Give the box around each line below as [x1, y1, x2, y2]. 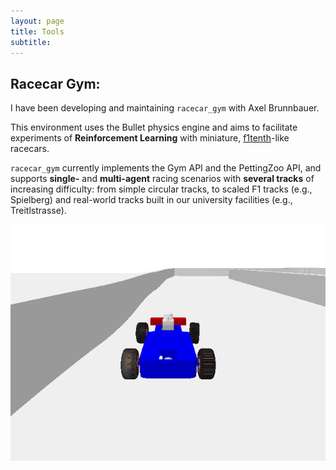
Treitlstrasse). [10, 205, 67, 217]
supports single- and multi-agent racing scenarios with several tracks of [10, 173, 315, 185]
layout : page [10, 16, 65, 26]
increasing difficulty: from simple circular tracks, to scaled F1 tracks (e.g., [10, 183, 313, 195]
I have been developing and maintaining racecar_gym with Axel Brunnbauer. [10, 102, 320, 114]
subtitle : [10, 37, 52, 47]
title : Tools [10, 26, 65, 37]
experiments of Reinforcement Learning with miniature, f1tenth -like [10, 132, 290, 144]
